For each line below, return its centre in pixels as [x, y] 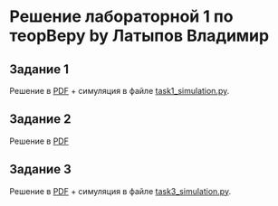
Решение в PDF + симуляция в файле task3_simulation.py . [120, 191]
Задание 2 [40, 119]
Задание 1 [39, 69]
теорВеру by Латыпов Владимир [139, 36]
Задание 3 [40, 169]
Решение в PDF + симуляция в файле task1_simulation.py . [120, 91]
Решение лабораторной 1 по [121, 17]
